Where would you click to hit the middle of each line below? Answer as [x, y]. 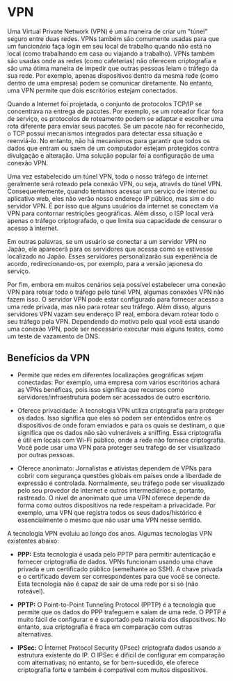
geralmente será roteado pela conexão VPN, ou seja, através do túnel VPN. [115, 183]
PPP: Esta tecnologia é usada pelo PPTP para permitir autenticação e [116, 554]
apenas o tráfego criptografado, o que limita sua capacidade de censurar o [115, 220]
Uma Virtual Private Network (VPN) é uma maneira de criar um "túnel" [107, 31]
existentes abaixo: [33, 541]
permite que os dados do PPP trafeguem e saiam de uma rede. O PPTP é [122, 612]
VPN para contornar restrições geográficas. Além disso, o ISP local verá [111, 213]
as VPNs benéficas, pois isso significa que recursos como [101, 389]
